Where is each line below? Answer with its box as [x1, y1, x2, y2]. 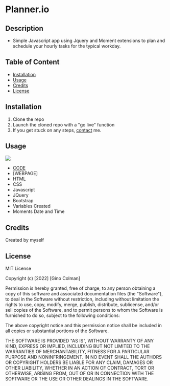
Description [5, 24, 43, 33]
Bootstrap [12, 198, 34, 204]
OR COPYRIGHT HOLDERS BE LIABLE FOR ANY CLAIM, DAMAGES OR [5, 359, 153, 366]
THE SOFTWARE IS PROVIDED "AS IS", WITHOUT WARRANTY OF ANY [5, 338, 154, 344]
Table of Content [5, 58, 60, 67]
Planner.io [5, 4, 50, 15]
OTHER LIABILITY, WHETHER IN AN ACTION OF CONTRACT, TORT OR [5, 365, 154, 371]
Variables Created [12, 203, 51, 209]
